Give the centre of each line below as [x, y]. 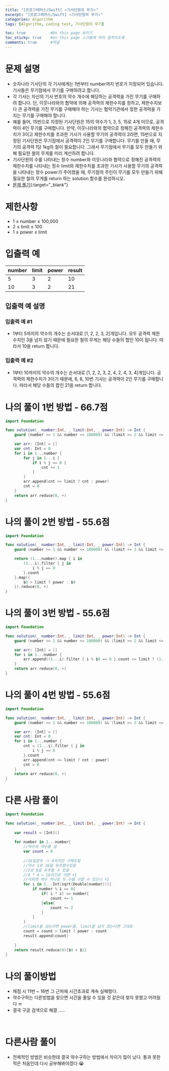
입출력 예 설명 [25, 306]
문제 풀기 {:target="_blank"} [40, 185]
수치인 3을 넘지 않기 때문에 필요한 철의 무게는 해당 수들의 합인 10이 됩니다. [85, 340]
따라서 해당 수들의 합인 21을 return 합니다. [61, 385]
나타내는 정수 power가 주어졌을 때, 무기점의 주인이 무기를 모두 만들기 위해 [90, 172]
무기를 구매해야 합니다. [44, 115]
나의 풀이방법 [31, 976]
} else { [48, 903]
